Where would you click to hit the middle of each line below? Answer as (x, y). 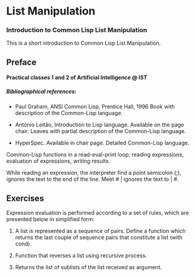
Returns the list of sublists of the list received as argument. (88, 267)
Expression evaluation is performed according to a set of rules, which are (97, 213)
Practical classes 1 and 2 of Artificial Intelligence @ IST (77, 77)
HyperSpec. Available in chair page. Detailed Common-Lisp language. (102, 143)
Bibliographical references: (41, 91)
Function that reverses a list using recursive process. (81, 256)
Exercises (25, 198)
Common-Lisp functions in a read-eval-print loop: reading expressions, (95, 155)
